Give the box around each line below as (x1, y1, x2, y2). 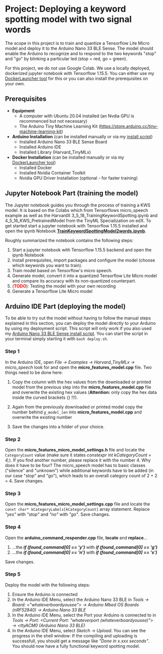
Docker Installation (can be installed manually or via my (12, 154, 125, 160)
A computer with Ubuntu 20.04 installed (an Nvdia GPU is (19, 113, 134, 119)
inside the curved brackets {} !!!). (12, 394, 78, 400)
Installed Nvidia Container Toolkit (19, 169, 86, 176)
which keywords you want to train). (12, 262, 82, 268)
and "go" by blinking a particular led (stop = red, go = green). (5, 56, 128, 61)
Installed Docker (19, 165, 52, 170)
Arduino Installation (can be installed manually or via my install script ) (12, 133, 153, 139)
